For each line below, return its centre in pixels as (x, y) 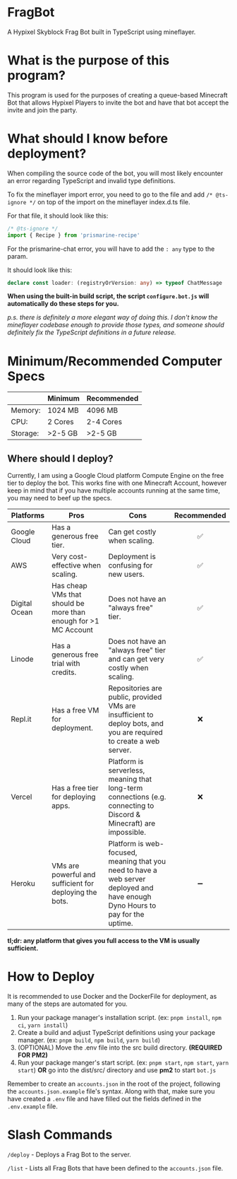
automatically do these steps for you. (63, 304)
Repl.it (21, 720)
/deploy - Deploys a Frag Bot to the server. (69, 1155)
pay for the (126, 915)
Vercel (22, 797)
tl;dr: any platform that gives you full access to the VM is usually (104, 941)
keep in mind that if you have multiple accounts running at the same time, (114, 491)
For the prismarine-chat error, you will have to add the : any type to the (111, 249)
